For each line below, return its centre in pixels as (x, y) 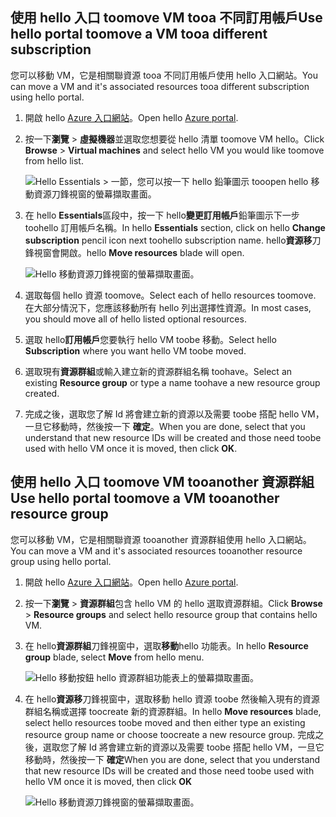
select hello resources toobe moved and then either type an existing (165, 722)
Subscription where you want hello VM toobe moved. (135, 350)
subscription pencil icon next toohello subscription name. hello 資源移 (168, 240)
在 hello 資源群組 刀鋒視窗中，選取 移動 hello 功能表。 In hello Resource (166, 645)
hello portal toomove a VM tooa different (139, 34)
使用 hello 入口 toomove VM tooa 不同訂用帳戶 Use (166, 18)
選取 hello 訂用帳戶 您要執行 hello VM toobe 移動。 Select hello (150, 339)
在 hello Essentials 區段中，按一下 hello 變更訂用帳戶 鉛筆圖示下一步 (162, 215)
